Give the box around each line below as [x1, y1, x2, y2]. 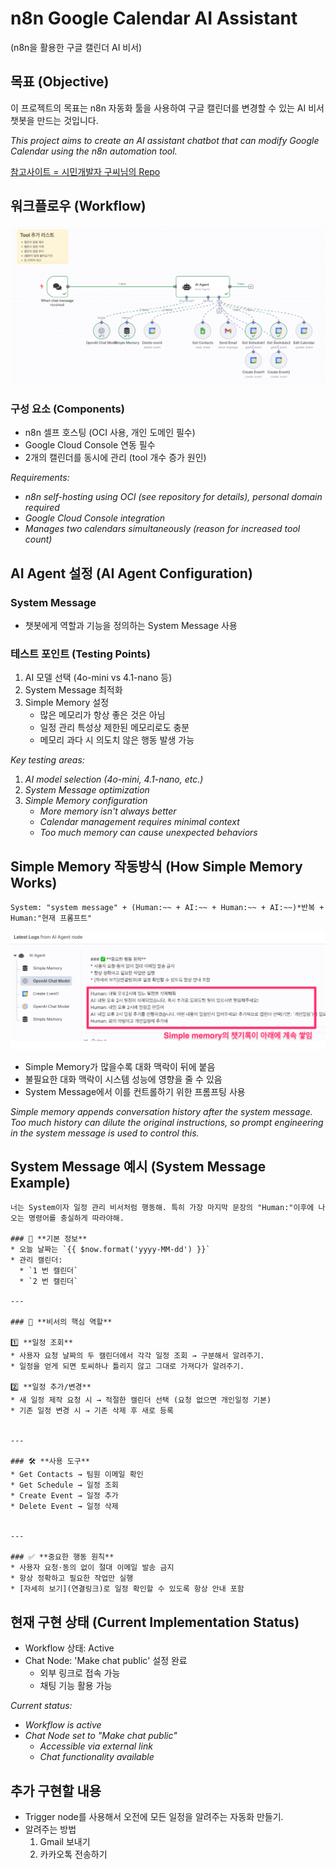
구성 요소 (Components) [10, 402, 125, 416]
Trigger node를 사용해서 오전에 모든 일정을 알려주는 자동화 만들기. [24, 1811, 284, 1823]
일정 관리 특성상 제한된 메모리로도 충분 [39, 722, 190, 734]
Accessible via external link [39, 1740, 153, 1752]
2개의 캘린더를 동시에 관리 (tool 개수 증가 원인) [24, 452, 207, 464]
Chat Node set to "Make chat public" [24, 1730, 178, 1742]
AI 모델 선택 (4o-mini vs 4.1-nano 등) [24, 672, 173, 684]
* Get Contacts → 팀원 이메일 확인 [10, 1470, 144, 1480]
